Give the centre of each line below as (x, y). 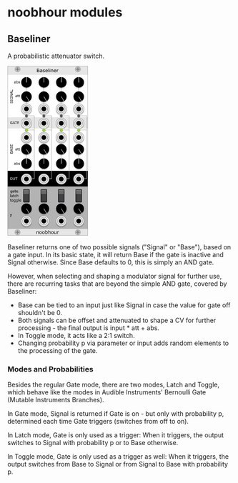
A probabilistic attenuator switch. (56, 56)
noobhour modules (65, 13)
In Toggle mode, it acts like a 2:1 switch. (76, 335)
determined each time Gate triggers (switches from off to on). (98, 422)
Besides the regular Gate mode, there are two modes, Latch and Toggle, (114, 385)
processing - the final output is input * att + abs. (88, 328)
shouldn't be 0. (40, 313)
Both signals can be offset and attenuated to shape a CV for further (117, 320)
